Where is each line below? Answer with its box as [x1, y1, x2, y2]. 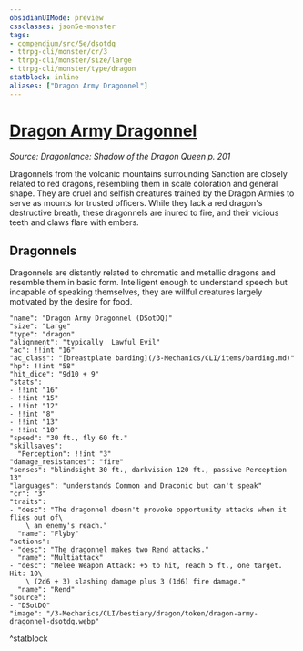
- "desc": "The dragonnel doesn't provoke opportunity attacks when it [9, 505, 287, 515]
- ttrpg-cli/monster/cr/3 [9, 47, 107, 57]
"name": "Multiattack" [17, 553, 104, 563]
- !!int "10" [9, 426, 59, 435]
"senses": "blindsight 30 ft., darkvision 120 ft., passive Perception [9, 466, 287, 475]
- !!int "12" [9, 402, 59, 411]
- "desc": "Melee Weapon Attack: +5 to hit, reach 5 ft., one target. [9, 562, 283, 571]
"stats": [9, 377, 43, 387]
